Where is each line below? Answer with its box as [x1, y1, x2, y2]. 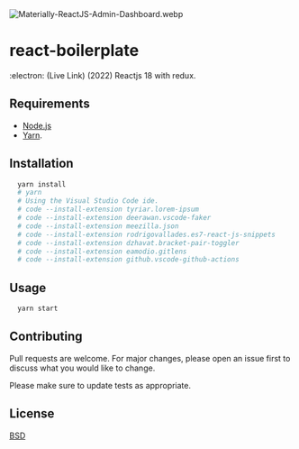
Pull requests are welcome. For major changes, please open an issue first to [9, 353, 291, 363]
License [9, 406, 55, 422]
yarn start [17, 304, 59, 314]
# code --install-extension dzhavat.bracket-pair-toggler [17, 238, 240, 247]
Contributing [9, 329, 83, 344]
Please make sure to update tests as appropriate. [9, 380, 192, 390]
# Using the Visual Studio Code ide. [17, 197, 159, 206]
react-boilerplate [9, 41, 140, 61]
